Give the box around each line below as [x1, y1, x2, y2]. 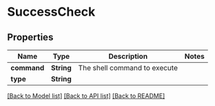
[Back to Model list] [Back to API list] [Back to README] [7, 92, 165, 100]
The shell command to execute [78, 63, 178, 72]
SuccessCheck [7, 4, 96, 20]
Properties [7, 31, 54, 43]
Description [108, 52, 148, 61]
